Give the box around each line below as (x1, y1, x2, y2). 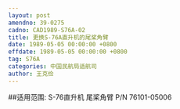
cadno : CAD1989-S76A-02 (8, 26, 86, 34)
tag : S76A (8, 56, 41, 64)
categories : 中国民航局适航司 (8, 63, 98, 71)
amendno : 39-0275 (8, 19, 65, 27)
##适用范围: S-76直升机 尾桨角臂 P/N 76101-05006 (8, 92, 172, 102)
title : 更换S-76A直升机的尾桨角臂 (8, 33, 109, 42)
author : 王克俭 (8, 70, 54, 78)
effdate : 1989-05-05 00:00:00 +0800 (8, 48, 128, 56)
